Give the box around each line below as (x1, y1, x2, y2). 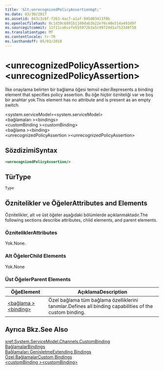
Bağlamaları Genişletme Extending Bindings (5, 349, 92, 354)
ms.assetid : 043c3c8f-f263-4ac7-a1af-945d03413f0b (5, 16, 110, 21)
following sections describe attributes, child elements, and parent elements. (5, 217, 158, 223)
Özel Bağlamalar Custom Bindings (5, 354, 72, 360)
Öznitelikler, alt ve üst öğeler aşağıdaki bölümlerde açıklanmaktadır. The (5, 212, 148, 218)
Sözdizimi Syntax (5, 146, 58, 155)
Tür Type (5, 173, 31, 181)
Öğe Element (11, 288, 41, 295)
